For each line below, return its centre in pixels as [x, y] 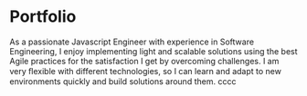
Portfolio [43, 17]
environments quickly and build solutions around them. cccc [123, 81]
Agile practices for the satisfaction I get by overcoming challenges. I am [144, 61]
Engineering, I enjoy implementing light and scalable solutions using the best [154, 51]
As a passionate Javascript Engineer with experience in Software [132, 42]
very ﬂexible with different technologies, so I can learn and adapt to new [145, 71]
